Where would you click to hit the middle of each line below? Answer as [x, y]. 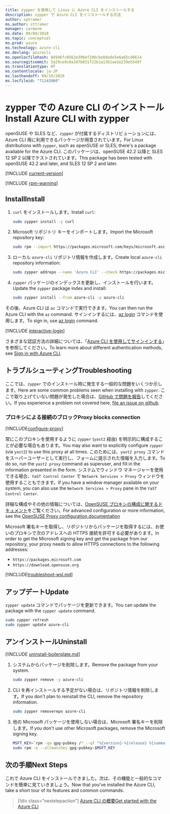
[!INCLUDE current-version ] [34, 173]
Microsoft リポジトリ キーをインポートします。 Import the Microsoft [83, 232]
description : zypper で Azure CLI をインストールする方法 [63, 15]
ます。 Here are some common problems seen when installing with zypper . [82, 390]
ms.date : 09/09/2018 [27, 34]
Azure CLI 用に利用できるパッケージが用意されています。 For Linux [74, 140]
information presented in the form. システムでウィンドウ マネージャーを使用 [84, 470]
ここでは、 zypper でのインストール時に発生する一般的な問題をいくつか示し [84, 383]
